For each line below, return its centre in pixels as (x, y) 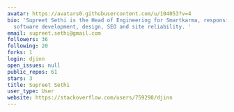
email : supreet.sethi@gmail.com (54, 33)
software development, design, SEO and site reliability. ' (102, 26)
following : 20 (28, 46)
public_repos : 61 (32, 72)
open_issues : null (34, 65)
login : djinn (26, 59)
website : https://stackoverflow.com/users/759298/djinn (90, 98)
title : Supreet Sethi (39, 85)
